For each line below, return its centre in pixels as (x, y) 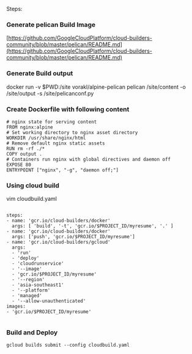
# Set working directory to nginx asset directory (72, 132)
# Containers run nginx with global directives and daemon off (89, 159)
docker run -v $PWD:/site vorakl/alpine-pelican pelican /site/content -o (96, 87)
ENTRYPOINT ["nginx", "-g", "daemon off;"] (63, 170)
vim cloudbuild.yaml (31, 199)
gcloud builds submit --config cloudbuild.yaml (68, 345)
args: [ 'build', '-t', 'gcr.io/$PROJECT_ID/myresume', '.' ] (93, 226)
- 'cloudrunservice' (38, 264)
